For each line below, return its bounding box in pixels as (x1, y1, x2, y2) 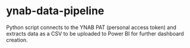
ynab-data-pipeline (6, 4, 104, 18)
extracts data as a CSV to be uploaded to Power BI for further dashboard (6, 30, 184, 37)
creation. (6, 36, 28, 43)
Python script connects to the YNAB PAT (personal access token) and (6, 24, 176, 31)
